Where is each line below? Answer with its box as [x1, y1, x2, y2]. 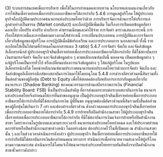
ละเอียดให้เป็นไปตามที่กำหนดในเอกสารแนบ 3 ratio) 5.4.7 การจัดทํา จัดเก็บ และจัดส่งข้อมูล [5, 43, 152, 49]
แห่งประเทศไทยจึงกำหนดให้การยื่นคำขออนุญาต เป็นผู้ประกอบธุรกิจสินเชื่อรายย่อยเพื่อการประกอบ [5, 93, 157, 98]
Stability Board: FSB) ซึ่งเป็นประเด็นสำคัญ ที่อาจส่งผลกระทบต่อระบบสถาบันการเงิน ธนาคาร [5, 87, 156, 93]
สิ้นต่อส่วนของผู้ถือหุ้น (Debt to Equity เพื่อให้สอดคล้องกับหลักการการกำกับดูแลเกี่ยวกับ [5, 76, 147, 82]
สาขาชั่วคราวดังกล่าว [5, 147, 37, 153]
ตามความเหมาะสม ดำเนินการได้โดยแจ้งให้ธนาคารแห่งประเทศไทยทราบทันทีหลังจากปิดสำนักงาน [5, 142, 155, 147]
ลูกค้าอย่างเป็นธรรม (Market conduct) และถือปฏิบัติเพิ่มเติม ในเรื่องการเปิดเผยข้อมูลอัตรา [5, 21, 151, 27]
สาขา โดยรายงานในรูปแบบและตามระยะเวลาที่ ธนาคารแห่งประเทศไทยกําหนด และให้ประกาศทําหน [5, 120, 158, 125]
